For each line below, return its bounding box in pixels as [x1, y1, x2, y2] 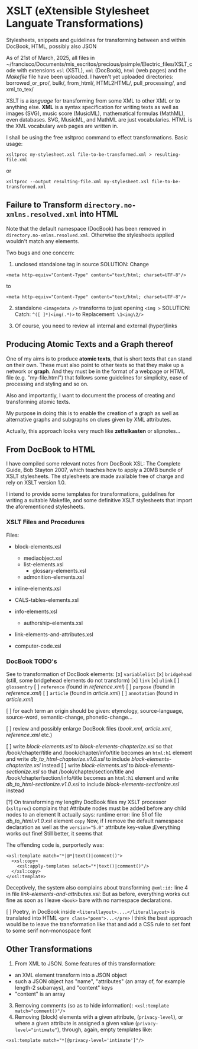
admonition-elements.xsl [23, 573, 85, 581]
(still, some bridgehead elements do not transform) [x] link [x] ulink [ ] [6, 677, 180, 684]
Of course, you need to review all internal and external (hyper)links [14, 322, 177, 329]
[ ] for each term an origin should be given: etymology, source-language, [6, 707, 184, 714]
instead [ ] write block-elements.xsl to [41, 761, 134, 769]
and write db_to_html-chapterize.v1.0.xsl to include [6, 755, 131, 763]
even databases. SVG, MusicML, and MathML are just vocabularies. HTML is [6, 116, 193, 123]
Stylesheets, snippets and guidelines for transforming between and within [6, 36, 186, 43]
